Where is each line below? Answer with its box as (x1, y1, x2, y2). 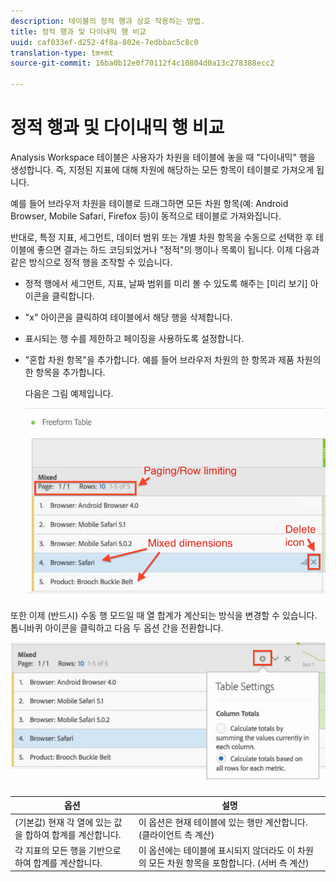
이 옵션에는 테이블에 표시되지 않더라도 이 (138, 844, 296, 856)
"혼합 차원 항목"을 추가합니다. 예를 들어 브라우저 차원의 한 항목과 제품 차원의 (24, 353, 322, 365)
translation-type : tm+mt (10, 48, 114, 58)
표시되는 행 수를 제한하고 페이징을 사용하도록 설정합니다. (24, 332, 245, 344)
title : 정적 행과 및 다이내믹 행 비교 (10, 26, 147, 37)
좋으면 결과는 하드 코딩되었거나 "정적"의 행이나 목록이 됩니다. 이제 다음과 (36, 243, 320, 255)
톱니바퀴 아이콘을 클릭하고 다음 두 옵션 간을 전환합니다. (10, 622, 224, 634)
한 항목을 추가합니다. (24, 366, 106, 378)
